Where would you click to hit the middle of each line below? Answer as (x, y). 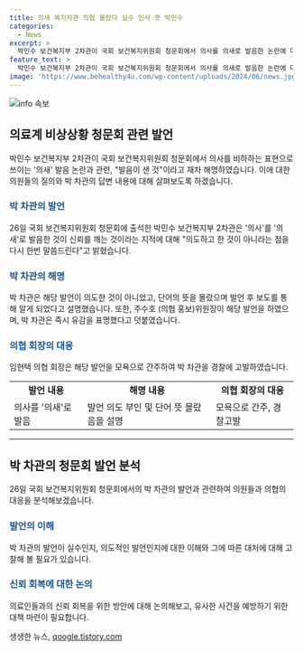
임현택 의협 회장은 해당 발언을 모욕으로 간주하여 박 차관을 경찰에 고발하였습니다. (149, 367)
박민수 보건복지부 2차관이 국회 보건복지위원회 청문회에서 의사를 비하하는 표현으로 (151, 158)
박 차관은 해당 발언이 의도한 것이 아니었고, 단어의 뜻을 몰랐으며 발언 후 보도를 (144, 297)
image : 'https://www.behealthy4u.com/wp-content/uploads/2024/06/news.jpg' (155, 77)
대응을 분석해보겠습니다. (52, 500)
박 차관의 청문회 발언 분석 (75, 465)
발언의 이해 (32, 526)
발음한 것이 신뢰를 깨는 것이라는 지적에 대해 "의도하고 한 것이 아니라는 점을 (159, 239)
